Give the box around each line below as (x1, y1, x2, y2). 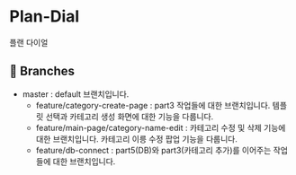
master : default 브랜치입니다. (22, 88, 130, 100)
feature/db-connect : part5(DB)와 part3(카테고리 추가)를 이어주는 (35, 144, 272, 155)
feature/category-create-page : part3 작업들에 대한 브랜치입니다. (35, 100, 271, 110)
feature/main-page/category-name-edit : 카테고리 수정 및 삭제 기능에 (35, 122, 286, 133)
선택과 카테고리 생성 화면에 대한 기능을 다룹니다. (45, 110, 214, 122)
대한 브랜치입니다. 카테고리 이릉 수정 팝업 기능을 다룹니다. (35, 133, 238, 144)
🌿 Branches (9, 64, 75, 79)
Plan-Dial (9, 6, 80, 27)
